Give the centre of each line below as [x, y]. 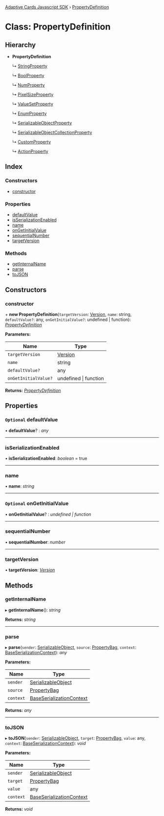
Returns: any [18, 710]
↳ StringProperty [30, 66]
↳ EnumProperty [30, 113]
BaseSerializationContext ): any [36, 653]
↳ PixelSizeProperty [33, 94]
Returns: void [19, 809]
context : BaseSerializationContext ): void [46, 744]
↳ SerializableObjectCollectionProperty [52, 132]
